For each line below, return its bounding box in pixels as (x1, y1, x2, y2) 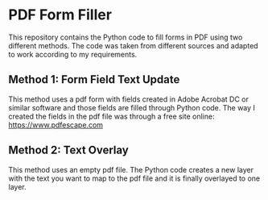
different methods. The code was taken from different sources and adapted (8, 40, 259, 50)
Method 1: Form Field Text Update (8, 73, 180, 86)
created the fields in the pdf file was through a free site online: (8, 111, 215, 121)
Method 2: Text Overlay (8, 144, 129, 157)
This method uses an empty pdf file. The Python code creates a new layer (8, 165, 254, 174)
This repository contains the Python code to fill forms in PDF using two (8, 32, 243, 42)
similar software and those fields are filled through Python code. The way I (8, 102, 256, 112)
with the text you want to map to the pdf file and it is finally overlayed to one (8, 173, 261, 183)
